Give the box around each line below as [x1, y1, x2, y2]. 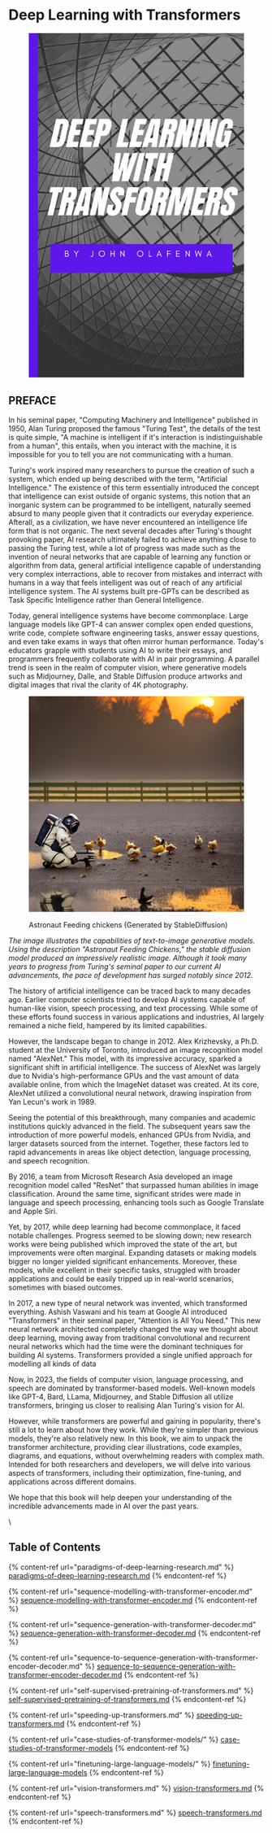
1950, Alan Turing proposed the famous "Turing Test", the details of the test [8, 424, 261, 434]
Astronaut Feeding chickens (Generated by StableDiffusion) [28, 920, 228, 930]
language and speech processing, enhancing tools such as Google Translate [8, 1198, 265, 1207]
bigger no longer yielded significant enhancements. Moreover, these [8, 1257, 238, 1267]
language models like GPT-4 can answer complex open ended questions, [8, 620, 253, 630]
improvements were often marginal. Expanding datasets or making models [8, 1248, 257, 1258]
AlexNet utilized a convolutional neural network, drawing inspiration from [8, 1089, 252, 1098]
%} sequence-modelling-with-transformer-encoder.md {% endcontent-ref [8, 1595, 257, 1604]
